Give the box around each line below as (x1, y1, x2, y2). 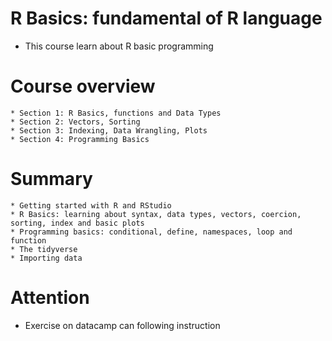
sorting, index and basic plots (10, 218, 145, 228)
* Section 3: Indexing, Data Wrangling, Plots (10, 125, 208, 136)
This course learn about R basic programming (24, 40, 214, 52)
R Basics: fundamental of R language (10, 7, 323, 30)
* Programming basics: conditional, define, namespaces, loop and (10, 227, 293, 237)
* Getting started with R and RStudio (10, 200, 172, 211)
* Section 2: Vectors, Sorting (10, 117, 141, 127)
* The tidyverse (10, 244, 78, 254)
